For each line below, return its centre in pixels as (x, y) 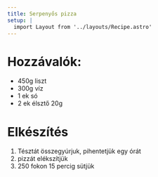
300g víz (30, 88)
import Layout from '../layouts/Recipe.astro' (83, 27)
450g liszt (32, 81)
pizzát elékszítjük (42, 159)
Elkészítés (38, 132)
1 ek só (27, 96)
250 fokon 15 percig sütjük (56, 166)
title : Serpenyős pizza (42, 14)
